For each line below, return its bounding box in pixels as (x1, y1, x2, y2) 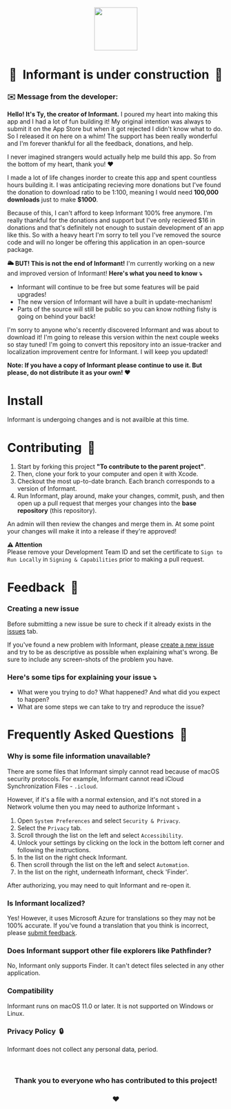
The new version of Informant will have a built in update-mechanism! (17, 297, 212, 306)
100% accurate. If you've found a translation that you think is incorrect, (7, 921, 209, 930)
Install (7, 393, 43, 409)
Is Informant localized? (7, 898, 86, 907)
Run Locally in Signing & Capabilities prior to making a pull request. (7, 556, 205, 564)
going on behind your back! (17, 313, 96, 321)
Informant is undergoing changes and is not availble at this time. (7, 415, 190, 424)
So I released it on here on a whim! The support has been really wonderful (7, 132, 218, 141)
